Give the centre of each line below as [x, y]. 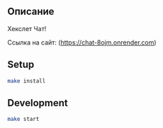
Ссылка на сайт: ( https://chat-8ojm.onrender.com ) [82, 42]
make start [23, 120]
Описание [31, 12]
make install [27, 81]
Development [38, 103]
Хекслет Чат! [27, 28]
